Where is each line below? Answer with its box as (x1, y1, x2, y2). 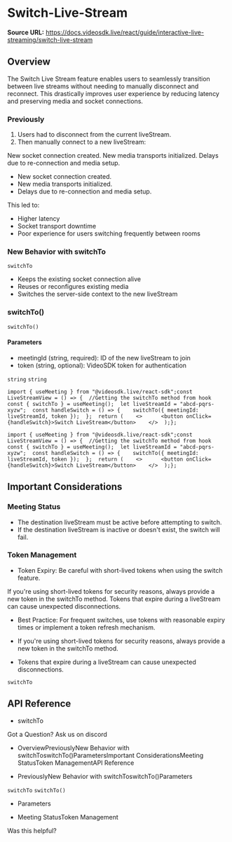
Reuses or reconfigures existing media (17, 283, 129, 291)
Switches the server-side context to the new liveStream (17, 290, 178, 299)
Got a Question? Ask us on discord (7, 730, 107, 738)
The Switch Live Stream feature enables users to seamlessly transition (7, 74, 210, 83)
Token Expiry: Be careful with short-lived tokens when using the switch (17, 566, 223, 574)
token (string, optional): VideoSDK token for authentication (17, 361, 187, 369)
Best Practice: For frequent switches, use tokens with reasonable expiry (17, 616, 226, 624)
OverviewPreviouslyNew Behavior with (17, 743, 130, 752)
